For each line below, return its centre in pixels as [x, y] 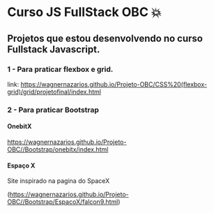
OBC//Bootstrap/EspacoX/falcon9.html [63, 202]
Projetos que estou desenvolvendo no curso [105, 38]
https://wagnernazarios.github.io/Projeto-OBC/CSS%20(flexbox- [114, 84]
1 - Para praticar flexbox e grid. [60, 69]
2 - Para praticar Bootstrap [53, 110]
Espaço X [21, 166]
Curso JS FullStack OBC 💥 [84, 12]
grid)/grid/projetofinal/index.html [54, 91]
